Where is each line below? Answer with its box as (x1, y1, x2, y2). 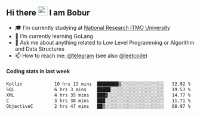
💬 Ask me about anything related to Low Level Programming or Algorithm (14, 39, 195, 46)
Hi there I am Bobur (6, 8, 91, 18)
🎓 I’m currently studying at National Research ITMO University (14, 24, 170, 31)
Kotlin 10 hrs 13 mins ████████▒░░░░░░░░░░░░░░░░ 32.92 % (6, 81, 191, 87)
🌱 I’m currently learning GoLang (14, 32, 94, 39)
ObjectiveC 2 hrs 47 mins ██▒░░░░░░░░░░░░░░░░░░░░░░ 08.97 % (6, 103, 191, 109)
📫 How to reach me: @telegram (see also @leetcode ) (14, 52, 148, 59)
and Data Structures (14, 45, 64, 52)
